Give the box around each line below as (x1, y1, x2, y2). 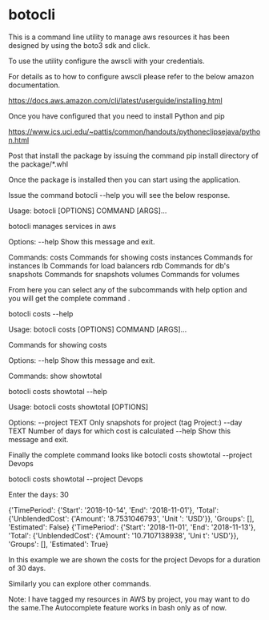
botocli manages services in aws (8, 221, 116, 231)
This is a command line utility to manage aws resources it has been (8, 32, 230, 42)
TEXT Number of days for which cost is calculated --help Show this (8, 426, 231, 436)
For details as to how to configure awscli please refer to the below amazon (8, 71, 255, 81)
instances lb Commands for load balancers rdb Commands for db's (8, 260, 231, 270)
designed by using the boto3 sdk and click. (8, 40, 151, 50)
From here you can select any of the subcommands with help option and (8, 284, 247, 294)
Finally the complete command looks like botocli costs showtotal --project (8, 450, 252, 460)
